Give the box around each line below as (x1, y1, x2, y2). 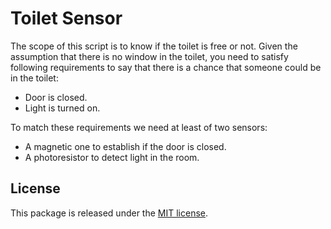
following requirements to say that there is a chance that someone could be (10, 61, 322, 73)
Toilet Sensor (10, 7, 123, 30)
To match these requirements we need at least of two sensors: (10, 121, 268, 133)
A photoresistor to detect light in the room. (24, 151, 200, 163)
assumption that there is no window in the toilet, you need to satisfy (10, 50, 289, 62)
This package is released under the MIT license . (10, 207, 209, 219)
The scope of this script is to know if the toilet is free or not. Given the (10, 40, 298, 52)
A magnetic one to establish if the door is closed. (24, 140, 227, 152)
